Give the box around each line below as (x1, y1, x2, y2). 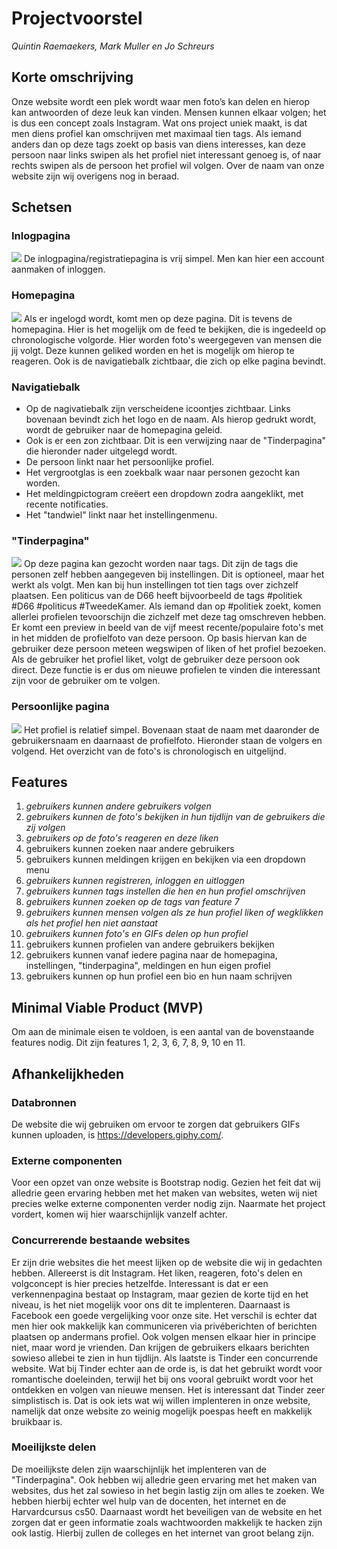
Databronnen (11, 1095, 77, 1109)
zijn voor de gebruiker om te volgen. (11, 675, 161, 687)
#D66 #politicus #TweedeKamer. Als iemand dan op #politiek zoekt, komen (11, 600, 322, 612)
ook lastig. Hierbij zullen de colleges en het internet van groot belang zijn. (11, 1527, 314, 1539)
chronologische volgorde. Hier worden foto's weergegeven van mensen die (11, 333, 323, 346)
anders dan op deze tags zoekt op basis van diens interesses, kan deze (11, 138, 306, 150)
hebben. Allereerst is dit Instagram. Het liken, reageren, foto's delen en (11, 1267, 303, 1279)
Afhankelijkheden (11, 1065, 125, 1082)
